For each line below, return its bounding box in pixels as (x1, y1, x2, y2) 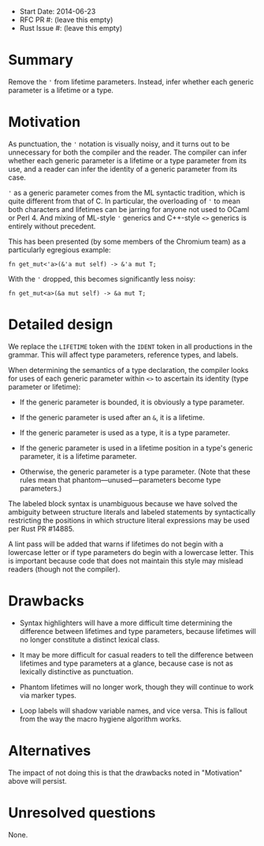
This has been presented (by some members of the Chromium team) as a (8, 237, 247, 246)
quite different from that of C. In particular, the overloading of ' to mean (8, 196, 240, 206)
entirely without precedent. (8, 221, 96, 231)
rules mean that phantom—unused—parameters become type (19, 475, 221, 484)
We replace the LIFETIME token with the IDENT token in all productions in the (8, 341, 253, 351)
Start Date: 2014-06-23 (19, 7, 96, 16)
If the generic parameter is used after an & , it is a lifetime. (19, 412, 205, 422)
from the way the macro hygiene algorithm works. (19, 714, 182, 724)
